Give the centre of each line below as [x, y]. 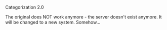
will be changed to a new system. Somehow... [53, 22]
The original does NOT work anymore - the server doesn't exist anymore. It [83, 17]
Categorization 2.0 [25, 7]
